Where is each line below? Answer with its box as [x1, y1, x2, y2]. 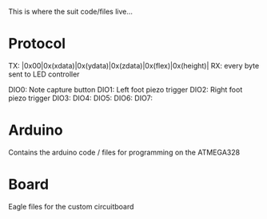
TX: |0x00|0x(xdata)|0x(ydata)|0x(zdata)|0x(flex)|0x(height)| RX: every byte [8, 61, 260, 70]
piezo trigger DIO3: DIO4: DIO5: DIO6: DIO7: [8, 93, 153, 103]
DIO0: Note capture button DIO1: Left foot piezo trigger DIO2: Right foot [8, 84, 243, 94]
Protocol [8, 35, 66, 53]
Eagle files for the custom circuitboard [8, 201, 134, 211]
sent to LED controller [8, 69, 80, 79]
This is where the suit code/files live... [8, 7, 133, 16]
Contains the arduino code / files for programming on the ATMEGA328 [8, 147, 241, 157]
